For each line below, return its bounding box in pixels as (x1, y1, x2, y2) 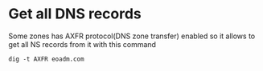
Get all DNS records (8, 5, 142, 23)
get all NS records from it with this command (8, 39, 157, 49)
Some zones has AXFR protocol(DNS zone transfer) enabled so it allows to (8, 31, 256, 41)
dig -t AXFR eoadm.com (8, 55, 84, 63)
